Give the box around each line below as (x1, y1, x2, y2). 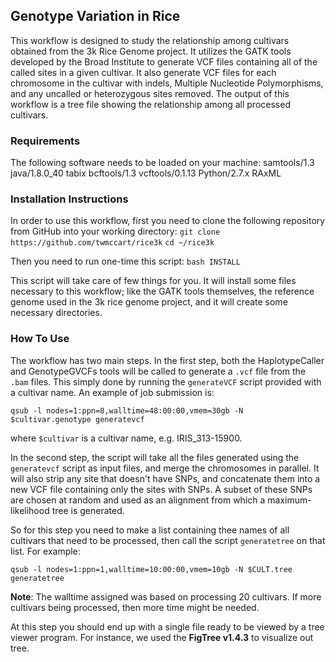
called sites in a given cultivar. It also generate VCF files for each (10, 66, 277, 78)
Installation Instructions (10, 192, 129, 206)
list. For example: (10, 545, 81, 557)
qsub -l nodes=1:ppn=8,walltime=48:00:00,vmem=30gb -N (10, 405, 244, 416)
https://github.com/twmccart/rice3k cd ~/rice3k (10, 238, 215, 248)
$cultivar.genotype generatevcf (10, 414, 145, 424)
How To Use (10, 332, 70, 346)
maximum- (267, 494, 312, 506)
